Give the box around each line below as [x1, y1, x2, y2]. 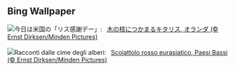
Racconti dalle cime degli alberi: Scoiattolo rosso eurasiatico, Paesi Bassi [14, 48, 228, 56]
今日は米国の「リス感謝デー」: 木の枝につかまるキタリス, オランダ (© [14, 24, 219, 33]
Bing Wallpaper [7, 6, 76, 17]
